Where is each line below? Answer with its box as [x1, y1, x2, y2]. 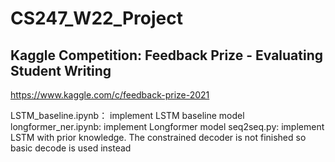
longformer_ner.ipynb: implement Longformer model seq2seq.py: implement [10, 121, 325, 132]
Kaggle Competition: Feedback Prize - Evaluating [10, 47, 324, 64]
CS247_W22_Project [10, 7, 183, 30]
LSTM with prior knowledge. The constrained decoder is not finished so [10, 132, 307, 143]
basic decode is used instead [10, 142, 132, 154]
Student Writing [10, 62, 112, 79]
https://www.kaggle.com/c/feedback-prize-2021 [10, 89, 210, 101]
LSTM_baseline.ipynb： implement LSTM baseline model [10, 110, 245, 121]
